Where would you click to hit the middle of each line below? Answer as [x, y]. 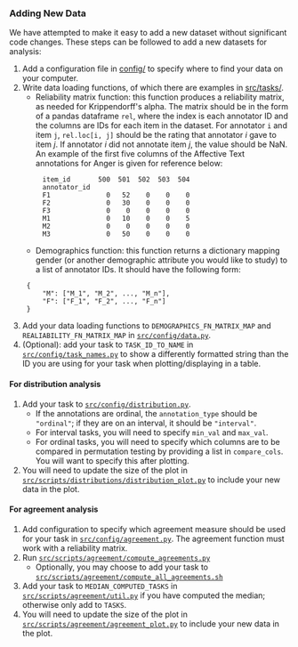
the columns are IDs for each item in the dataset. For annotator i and [161, 125]
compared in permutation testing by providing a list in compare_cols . [159, 451]
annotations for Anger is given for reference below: [129, 164]
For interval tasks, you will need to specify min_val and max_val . [152, 432]
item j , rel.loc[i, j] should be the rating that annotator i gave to [156, 135]
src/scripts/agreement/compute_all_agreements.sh [129, 577]
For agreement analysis [54, 509]
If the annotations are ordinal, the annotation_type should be [146, 413]
